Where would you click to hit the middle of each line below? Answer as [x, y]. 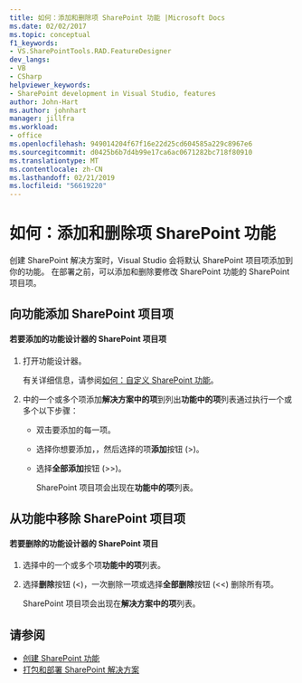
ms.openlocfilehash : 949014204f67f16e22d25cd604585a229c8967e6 [131, 144]
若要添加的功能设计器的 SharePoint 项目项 [88, 339]
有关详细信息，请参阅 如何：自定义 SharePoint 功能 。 [120, 380]
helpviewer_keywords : [50, 85]
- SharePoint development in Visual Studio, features [113, 93]
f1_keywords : [34, 43]
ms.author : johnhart [48, 110]
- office [26, 136]
